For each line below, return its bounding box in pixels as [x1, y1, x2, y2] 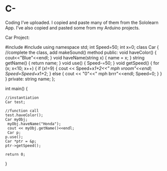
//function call [5, 108, 39, 113]
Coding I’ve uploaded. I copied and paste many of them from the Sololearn [5, 19, 159, 25]
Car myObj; [5, 117, 28, 122]
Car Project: [5, 34, 30, 40]
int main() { [5, 85, 28, 91]
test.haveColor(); [5, 113, 43, 118]
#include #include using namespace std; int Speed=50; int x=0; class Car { [5, 44, 159, 50]
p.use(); [5, 134, 23, 140]
